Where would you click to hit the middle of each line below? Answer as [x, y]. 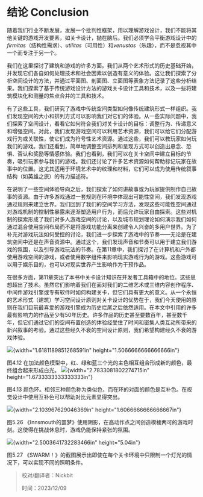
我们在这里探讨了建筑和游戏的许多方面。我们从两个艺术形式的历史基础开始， [102, 65]
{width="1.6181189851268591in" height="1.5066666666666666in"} [96, 350]
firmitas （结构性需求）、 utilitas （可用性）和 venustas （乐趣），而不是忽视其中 [102, 45]
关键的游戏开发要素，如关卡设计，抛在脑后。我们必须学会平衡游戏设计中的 [104, 37]
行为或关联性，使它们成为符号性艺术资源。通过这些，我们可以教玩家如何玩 [104, 139]
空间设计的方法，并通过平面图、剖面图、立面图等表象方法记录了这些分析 [101, 80]
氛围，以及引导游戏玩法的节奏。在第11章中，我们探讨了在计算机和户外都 [107, 249]
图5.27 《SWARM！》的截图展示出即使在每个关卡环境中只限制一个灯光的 [97, 455]
